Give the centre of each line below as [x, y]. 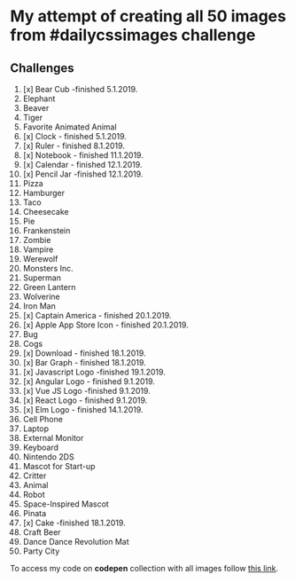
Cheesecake [46, 212]
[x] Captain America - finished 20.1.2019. [97, 315]
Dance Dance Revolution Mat [76, 542]
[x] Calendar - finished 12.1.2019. [82, 165]
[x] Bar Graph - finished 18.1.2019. [85, 362]
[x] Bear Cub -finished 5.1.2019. [80, 89]
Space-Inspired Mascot [66, 504]
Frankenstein [47, 231]
